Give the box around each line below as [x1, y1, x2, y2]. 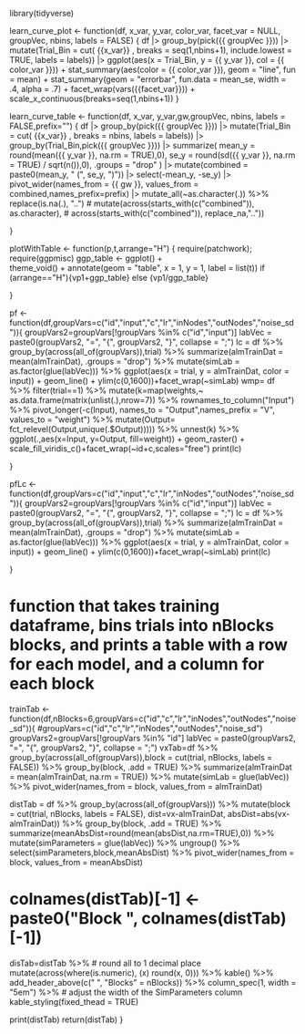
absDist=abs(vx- [227, 808, 290, 819]
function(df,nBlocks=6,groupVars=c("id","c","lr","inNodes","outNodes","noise [9, 713, 297, 724]
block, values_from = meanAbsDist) [9, 856, 144, 867]
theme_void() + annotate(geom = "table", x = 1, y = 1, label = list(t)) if [9, 263, 266, 273]
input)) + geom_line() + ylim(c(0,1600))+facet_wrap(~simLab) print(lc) [9, 546, 271, 557]
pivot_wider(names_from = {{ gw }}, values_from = [9, 179, 199, 190]
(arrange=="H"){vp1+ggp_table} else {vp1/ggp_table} [9, 273, 209, 283]
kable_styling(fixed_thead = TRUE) [9, 996, 139, 1007]
